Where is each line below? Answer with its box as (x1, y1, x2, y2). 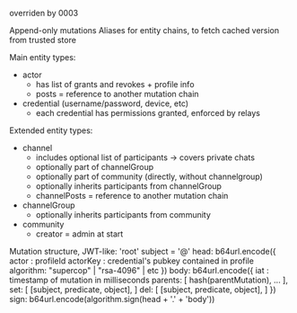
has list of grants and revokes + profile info (35, 79, 195, 89)
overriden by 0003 (9, 8, 79, 18)
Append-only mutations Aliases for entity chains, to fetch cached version (9, 25, 280, 35)
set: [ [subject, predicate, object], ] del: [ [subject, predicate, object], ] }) (9, 284, 276, 295)
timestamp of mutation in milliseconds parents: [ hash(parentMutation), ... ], (9, 274, 289, 285)
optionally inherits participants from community (35, 210, 211, 219)
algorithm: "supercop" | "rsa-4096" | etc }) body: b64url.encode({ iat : (9, 265, 269, 275)
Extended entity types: (9, 125, 93, 136)
